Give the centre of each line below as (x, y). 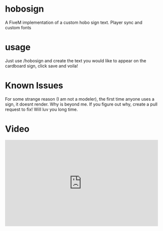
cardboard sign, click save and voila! (42, 66)
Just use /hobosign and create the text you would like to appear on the (76, 61)
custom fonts (18, 27)
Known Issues (34, 86)
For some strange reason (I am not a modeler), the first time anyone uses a (80, 99)
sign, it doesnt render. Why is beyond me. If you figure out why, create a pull (81, 104)
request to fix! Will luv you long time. (41, 109)
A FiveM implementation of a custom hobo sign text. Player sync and (74, 22)
